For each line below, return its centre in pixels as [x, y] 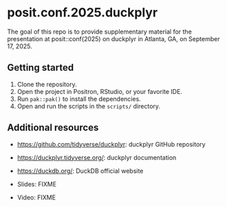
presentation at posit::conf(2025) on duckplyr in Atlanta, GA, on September [113, 38]
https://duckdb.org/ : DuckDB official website [80, 171]
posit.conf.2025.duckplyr [83, 13]
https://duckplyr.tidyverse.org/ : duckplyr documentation [97, 157]
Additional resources [53, 128]
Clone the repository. [47, 84]
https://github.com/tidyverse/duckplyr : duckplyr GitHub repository [111, 144]
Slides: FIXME [37, 184]
